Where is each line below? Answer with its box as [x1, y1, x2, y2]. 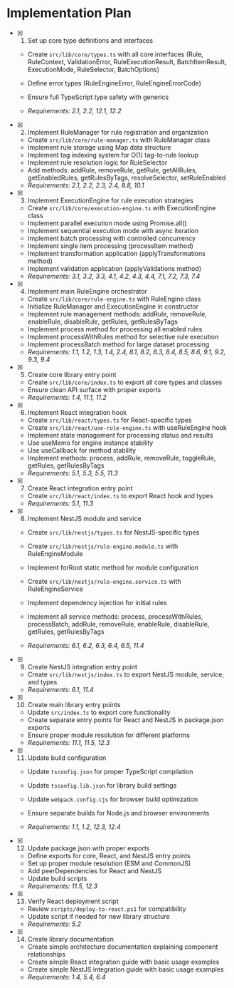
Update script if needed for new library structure [27, 912, 170, 920]
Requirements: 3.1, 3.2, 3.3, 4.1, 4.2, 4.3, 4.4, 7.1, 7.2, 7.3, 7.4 [27, 272, 201, 280]
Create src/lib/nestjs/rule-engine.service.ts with [27, 577, 182, 585]
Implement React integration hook [27, 408, 127, 416]
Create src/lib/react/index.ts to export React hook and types [27, 491, 213, 500]
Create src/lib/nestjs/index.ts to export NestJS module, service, [27, 670, 225, 679]
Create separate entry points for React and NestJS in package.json [27, 715, 225, 724]
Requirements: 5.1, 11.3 [27, 499, 94, 508]
